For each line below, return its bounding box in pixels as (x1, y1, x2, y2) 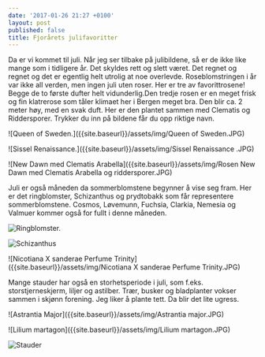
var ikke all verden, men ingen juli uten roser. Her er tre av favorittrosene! (8, 80, 246, 90)
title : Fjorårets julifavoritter (8, 33, 118, 42)
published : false (8, 26, 65, 34)
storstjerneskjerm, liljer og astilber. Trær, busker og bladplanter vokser (8, 286, 237, 296)
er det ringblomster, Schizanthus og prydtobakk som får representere (8, 192, 234, 201)
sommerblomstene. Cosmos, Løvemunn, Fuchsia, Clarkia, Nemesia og (8, 200, 237, 210)
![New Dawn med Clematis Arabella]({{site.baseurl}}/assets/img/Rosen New (8, 159, 256, 169)
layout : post (8, 19, 51, 27)
